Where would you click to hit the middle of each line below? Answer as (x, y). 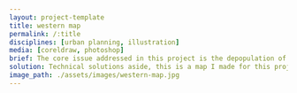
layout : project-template (57, 17)
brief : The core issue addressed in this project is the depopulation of (148, 58)
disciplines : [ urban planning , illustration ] (94, 42)
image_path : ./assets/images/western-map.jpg (94, 75)
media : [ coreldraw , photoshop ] (67, 50)
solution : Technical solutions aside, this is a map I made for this (140, 67)
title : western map (45, 26)
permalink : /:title (45, 34)
